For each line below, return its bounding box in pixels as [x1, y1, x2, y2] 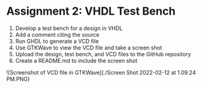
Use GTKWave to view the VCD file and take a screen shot [15, 44, 162, 51]
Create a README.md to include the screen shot [15, 57, 138, 64]
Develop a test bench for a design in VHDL [15, 24, 123, 32]
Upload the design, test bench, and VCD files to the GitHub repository [15, 50, 192, 57]
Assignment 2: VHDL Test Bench [6, 4, 176, 18]
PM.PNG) [6, 75, 30, 82]
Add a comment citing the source [15, 31, 100, 38]
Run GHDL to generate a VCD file [15, 37, 99, 45]
